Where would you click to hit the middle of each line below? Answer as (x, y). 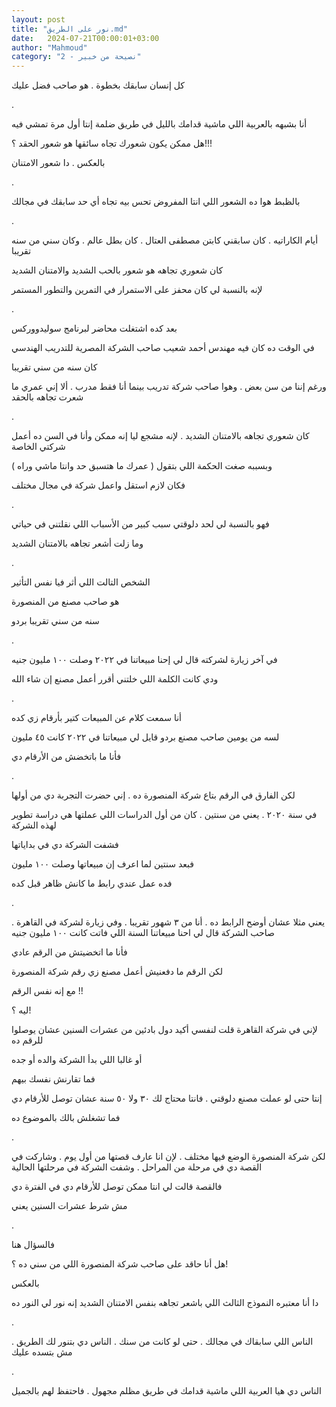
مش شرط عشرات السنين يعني (69, 1206)
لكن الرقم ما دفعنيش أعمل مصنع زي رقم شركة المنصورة (117, 972)
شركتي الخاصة (38, 447)
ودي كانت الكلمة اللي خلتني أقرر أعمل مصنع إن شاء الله (115, 679)
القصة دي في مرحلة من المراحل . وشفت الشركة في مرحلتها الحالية (137, 1167)
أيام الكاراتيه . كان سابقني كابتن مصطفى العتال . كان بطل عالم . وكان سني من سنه (165, 240)
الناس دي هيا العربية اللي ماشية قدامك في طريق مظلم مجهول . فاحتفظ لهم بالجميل (166, 1391)
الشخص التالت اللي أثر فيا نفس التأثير (81, 582)
